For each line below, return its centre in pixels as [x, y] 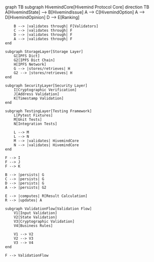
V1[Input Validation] [35, 213]
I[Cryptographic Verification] [45, 90]
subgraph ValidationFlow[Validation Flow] [48, 209]
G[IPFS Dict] [27, 56]
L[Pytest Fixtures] [33, 115]
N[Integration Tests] [35, 124]
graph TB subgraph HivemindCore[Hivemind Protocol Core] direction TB [77, 7]
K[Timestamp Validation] [39, 98]
